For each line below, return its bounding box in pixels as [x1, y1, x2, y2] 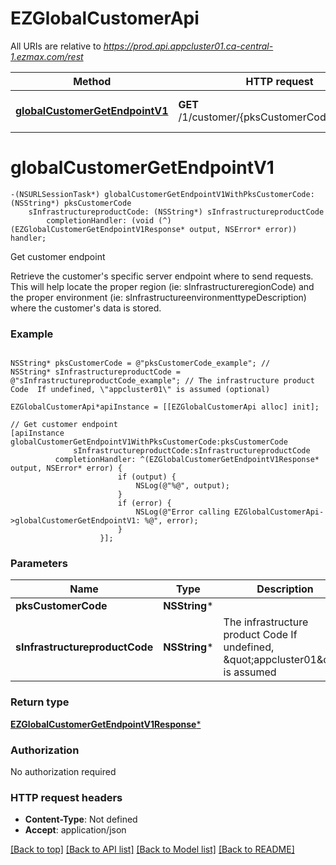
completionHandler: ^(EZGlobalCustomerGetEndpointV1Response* [54, 455, 320, 465]
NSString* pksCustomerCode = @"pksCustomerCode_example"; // [10, 358, 271, 369]
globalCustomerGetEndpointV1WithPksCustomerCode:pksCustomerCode [10, 437, 288, 447]
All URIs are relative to [10, 40, 102, 52]
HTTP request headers [10, 790, 123, 804]
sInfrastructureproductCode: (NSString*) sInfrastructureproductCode [28, 207, 325, 217]
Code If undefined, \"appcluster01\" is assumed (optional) [10, 385, 271, 395]
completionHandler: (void [46, 215, 155, 226]
